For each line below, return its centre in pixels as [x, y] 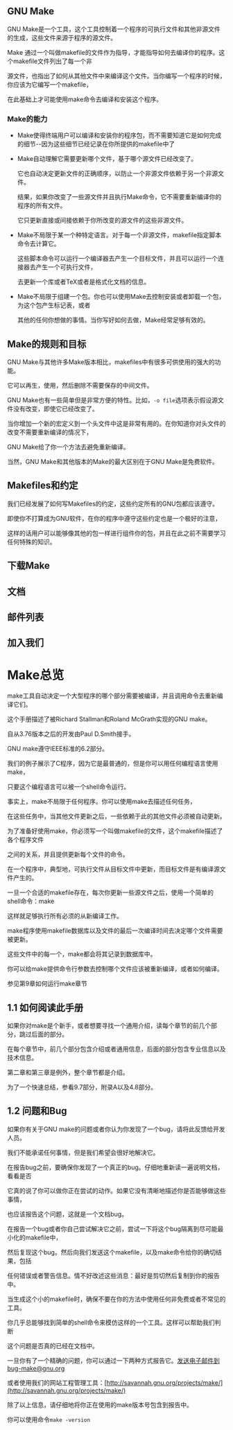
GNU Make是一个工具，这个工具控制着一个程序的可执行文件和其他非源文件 [114, 29]
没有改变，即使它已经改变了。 [55, 408]
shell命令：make [31, 902]
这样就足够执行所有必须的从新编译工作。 [65, 916]
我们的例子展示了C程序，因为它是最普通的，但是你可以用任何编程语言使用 [113, 764]
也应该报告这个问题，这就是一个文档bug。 [68, 1214]
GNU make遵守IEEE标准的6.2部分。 [58, 749]
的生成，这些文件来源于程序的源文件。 [62, 37]
